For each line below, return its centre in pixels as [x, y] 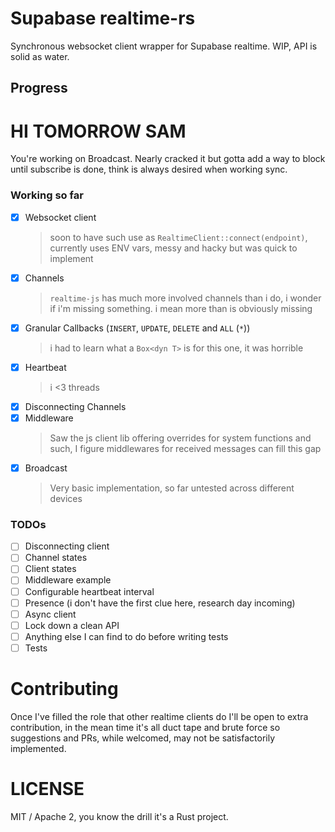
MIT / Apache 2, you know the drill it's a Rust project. [119, 816]
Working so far [47, 195]
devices [66, 498]
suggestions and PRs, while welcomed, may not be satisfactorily [143, 738]
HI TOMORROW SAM [98, 131]
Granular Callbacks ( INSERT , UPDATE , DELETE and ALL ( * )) [137, 328]
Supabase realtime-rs [103, 18]
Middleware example [68, 580]
